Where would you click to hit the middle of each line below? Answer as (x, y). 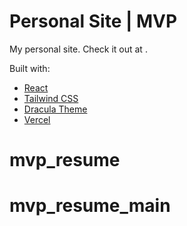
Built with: (30, 68)
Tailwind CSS (51, 98)
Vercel (37, 119)
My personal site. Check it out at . (78, 49)
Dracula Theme (55, 109)
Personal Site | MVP (93, 21)
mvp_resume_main (90, 206)
